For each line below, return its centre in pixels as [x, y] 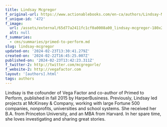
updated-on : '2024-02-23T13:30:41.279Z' [48, 51]
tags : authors [20, 79]
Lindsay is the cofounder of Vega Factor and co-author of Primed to [75, 92]
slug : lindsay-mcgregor [30, 46]
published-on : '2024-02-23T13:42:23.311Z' [50, 60]
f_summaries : [19, 38]
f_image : [14, 23]
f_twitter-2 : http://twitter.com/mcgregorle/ [53, 65]
